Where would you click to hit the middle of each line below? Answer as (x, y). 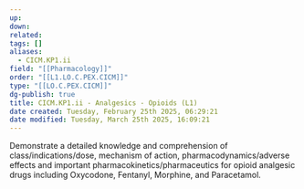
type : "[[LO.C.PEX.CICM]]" (61, 86)
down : (20, 26)
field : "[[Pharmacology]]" (61, 69)
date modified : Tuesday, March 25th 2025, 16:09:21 (110, 120)
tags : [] (26, 43)
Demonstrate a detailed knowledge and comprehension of (119, 146)
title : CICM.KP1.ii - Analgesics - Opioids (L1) (104, 103)
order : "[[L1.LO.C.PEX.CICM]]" (69, 78)
